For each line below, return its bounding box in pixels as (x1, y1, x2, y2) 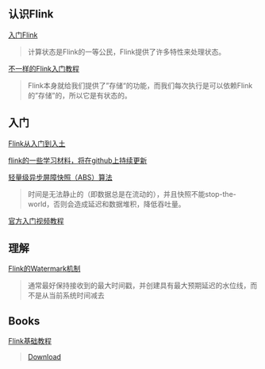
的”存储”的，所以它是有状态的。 (27, 90, 132, 100)
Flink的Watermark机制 (8, 264, 81, 274)
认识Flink (8, 7, 54, 21)
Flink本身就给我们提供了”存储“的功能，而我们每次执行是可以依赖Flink (27, 80, 253, 90)
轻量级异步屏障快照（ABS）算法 (8, 172, 113, 182)
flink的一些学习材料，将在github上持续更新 (8, 156, 148, 165)
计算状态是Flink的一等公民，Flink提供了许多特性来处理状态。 (27, 47, 226, 56)
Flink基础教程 (8, 336, 52, 346)
